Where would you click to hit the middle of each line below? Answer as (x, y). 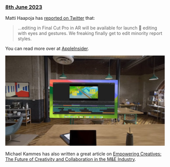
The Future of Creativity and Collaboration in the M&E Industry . (71, 159)
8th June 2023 (24, 7)
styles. (25, 39)
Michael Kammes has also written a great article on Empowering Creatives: (83, 154)
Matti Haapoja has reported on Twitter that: (50, 18)
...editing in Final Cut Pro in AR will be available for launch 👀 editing (87, 28)
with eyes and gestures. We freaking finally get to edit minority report (90, 34)
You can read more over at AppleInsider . (47, 49)
